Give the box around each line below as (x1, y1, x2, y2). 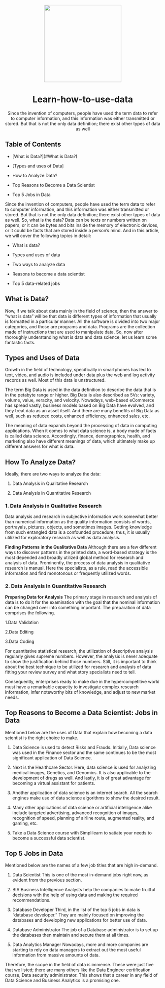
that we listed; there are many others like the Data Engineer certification (5, 967, 151, 973)
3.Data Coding (5, 638, 34, 644)
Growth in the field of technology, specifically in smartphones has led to (5, 367, 151, 373)
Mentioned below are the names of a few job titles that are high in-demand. (5, 862, 158, 869)
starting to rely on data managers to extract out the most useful (12, 947, 141, 953)
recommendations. (12, 897, 51, 903)
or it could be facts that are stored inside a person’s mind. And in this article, (5, 227, 160, 233)
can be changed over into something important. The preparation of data (5, 604, 151, 610)
